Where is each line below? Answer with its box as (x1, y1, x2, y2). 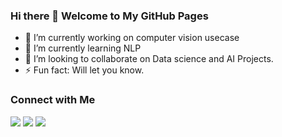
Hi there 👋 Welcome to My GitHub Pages (10, 9, 209, 23)
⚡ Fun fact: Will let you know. (24, 64, 145, 76)
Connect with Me (10, 93, 96, 107)
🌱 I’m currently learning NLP (24, 42, 142, 54)
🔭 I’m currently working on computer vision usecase (24, 32, 240, 44)
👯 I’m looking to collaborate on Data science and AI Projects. (24, 53, 274, 65)
